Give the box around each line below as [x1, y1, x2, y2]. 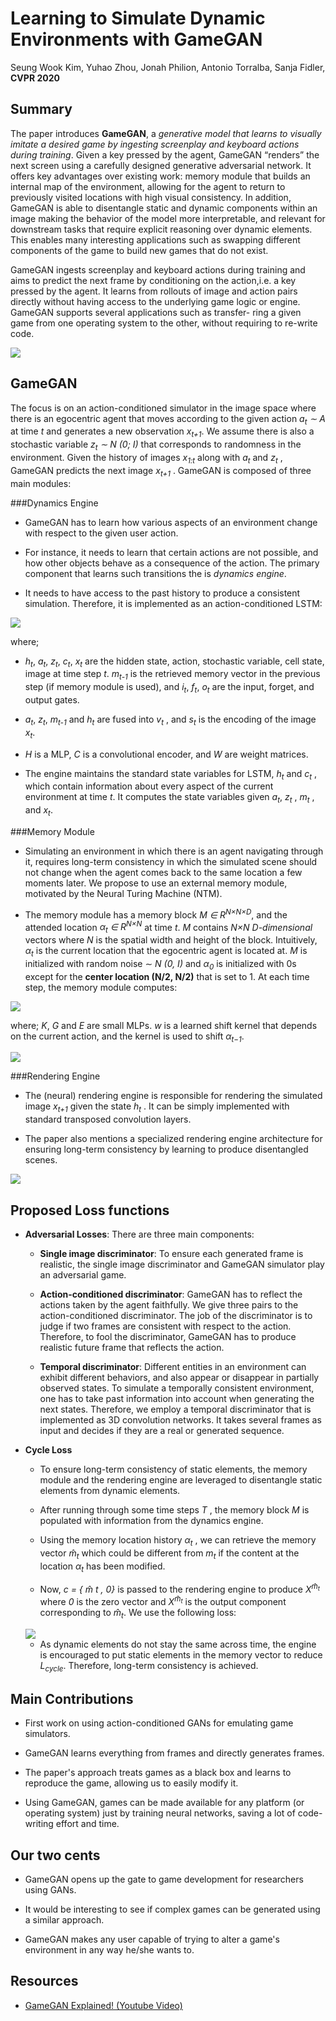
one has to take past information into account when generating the [39, 1393, 315, 1405]
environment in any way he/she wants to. [24, 1943, 195, 1956]
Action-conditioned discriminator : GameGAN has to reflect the [39, 1288, 303, 1301]
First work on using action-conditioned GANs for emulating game [24, 1717, 294, 1729]
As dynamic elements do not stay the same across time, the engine [39, 1638, 317, 1650]
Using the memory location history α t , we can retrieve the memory [39, 1534, 317, 1548]
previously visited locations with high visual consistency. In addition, [10, 191, 292, 203]
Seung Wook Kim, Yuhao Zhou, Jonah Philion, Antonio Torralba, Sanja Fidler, [10, 61, 326, 73]
